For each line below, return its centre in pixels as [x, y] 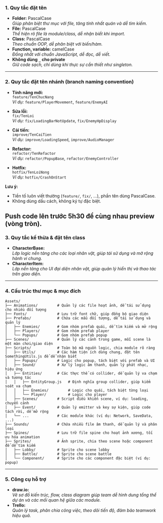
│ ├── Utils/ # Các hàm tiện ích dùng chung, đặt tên [72, 352]
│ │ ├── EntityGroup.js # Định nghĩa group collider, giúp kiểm [78, 382]
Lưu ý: [12, 186]
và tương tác [18, 377]
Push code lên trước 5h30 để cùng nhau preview [80, 216]
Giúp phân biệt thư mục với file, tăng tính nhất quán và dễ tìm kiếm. [80, 23]
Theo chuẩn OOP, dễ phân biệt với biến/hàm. [57, 44]
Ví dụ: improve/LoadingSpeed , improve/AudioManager [63, 139]
